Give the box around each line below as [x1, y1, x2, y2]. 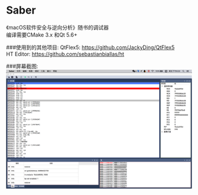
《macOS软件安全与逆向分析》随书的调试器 [6, 24, 109, 31]
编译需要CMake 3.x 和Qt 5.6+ [6, 31, 78, 38]
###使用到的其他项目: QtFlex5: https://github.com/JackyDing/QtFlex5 [6, 44, 175, 51]
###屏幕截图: [6, 63, 38, 70]
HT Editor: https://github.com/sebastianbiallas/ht [6, 50, 125, 57]
